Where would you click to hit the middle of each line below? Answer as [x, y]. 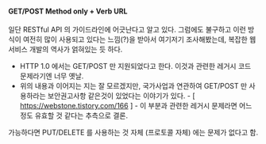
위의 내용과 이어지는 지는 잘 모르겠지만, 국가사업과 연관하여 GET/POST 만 [133, 86]
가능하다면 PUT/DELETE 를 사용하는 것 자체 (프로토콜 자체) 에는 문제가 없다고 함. [133, 133]
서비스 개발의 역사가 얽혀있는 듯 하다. [66, 49]
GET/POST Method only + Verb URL [68, 11]
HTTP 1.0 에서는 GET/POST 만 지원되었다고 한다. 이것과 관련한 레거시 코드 [135, 66]
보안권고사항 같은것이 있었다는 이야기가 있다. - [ [121, 96]
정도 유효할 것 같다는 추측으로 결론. [74, 116]
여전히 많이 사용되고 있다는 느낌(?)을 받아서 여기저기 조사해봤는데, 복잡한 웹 [139, 40]
